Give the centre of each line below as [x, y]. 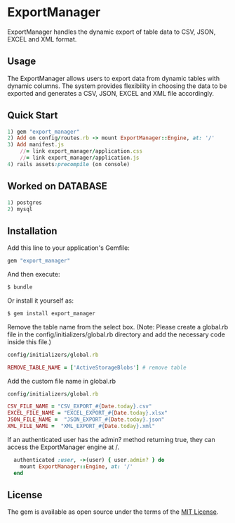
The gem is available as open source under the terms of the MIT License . [113, 512]
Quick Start [33, 116]
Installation [32, 231]
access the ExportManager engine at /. [63, 447]
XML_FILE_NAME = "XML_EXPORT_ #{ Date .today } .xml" [81, 427]
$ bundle [20, 287]
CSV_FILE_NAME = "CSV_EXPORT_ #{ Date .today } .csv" [80, 407]
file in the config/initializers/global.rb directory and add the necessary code [116, 334]
